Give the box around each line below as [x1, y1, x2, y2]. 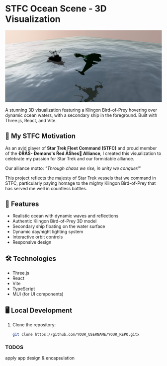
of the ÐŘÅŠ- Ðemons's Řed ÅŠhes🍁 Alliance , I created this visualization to [5, 150, 162, 156]
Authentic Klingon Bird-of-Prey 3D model [12, 218, 97, 224]
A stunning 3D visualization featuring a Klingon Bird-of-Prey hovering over [5, 107, 158, 113]
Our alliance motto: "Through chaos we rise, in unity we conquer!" [5, 165, 141, 171]
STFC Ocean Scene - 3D [5, 3, 107, 14]
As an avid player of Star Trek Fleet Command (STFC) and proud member [5, 145, 158, 151]
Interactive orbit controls [12, 234, 63, 240]
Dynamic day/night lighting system [12, 229, 83, 235]
